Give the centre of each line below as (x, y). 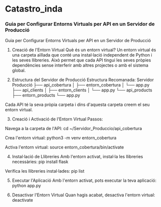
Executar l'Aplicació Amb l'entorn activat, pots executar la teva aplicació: (84, 180)
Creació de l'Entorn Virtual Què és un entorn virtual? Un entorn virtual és (84, 50)
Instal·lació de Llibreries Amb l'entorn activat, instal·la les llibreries (77, 157)
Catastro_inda (34, 9)
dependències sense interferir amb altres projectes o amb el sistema (80, 65)
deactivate (22, 200)
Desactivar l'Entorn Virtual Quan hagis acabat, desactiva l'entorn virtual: (83, 195)
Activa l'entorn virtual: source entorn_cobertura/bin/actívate (65, 147)
